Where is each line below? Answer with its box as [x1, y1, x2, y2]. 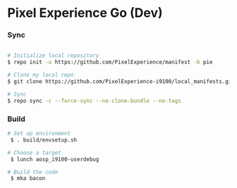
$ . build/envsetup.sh [10, 136, 78, 144]
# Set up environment [7, 130, 71, 137]
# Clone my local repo [7, 72, 74, 79]
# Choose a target [7, 149, 61, 156]
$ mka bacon [10, 175, 46, 182]
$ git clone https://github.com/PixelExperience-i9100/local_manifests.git [7, 78, 235, 85]
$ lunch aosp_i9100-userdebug [10, 156, 99, 163]
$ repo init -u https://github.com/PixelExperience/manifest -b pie [7, 58, 213, 66]
